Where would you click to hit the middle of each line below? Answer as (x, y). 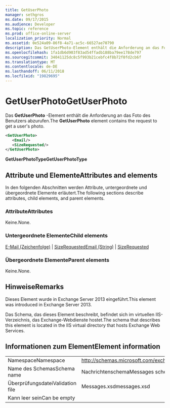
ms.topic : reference (27, 29)
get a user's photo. (25, 126)
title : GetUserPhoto (27, 10)
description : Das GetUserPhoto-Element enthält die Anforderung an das (82, 48)
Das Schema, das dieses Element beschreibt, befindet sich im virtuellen (80, 314)
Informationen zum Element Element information (83, 347)
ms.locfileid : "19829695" (32, 76)
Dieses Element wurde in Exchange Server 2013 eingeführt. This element (80, 299)
